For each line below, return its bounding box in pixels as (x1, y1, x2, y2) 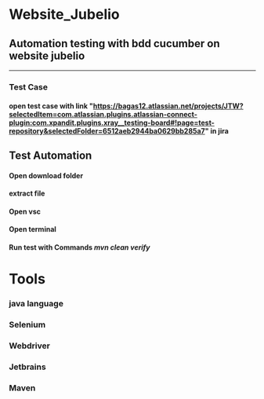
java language (9, 298, 63, 309)
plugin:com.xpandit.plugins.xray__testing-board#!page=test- (9, 118, 215, 127)
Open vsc (9, 207, 42, 216)
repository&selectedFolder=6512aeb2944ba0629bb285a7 (9, 126, 206, 135)
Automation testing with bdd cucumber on (9, 37, 220, 50)
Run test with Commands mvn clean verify (9, 242, 151, 252)
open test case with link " (9, 101, 93, 111)
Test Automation (9, 148, 92, 162)
